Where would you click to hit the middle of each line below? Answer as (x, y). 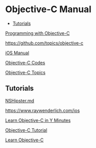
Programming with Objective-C (37, 33)
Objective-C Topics (25, 72)
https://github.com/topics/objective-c (44, 43)
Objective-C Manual (49, 9)
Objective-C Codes (25, 62)
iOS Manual (17, 53)
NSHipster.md (20, 100)
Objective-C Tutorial (26, 130)
